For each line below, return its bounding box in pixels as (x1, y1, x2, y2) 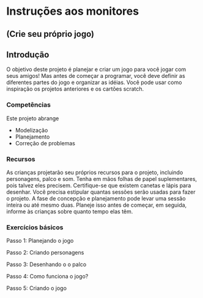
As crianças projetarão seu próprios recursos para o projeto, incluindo (6, 169, 183, 176)
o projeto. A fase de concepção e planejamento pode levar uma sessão (6, 194, 186, 202)
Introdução (6, 49, 50, 59)
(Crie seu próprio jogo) (6, 29, 95, 39)
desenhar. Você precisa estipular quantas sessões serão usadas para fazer (6, 188, 196, 196)
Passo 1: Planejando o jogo (6, 237, 74, 245)
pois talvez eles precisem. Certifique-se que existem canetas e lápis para (6, 181, 191, 189)
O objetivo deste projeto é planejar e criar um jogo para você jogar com (6, 66, 186, 73)
